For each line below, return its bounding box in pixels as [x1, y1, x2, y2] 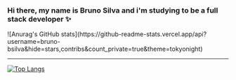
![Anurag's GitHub [7, 30, 60, 38]
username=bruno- [7, 38, 61, 46]
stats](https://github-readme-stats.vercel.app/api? [60, 30, 207, 38]
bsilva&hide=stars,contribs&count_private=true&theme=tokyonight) [7, 45, 203, 54]
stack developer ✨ [7, 14, 72, 24]
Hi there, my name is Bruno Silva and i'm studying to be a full [7, 6, 218, 15]
